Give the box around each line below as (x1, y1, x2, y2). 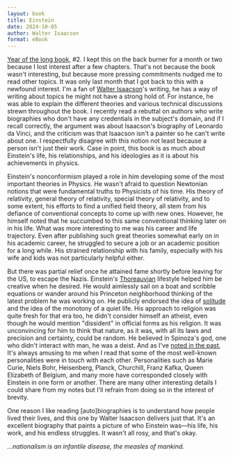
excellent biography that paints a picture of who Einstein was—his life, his (7, 421, 218, 430)
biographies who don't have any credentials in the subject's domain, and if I (7, 114, 225, 123)
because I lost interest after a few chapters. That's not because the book (7, 63, 216, 71)
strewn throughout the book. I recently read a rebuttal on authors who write (7, 107, 223, 116)
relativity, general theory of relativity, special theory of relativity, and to (7, 194, 210, 203)
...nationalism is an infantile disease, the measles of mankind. (7, 442, 184, 451)
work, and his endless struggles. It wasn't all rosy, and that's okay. (7, 429, 198, 437)
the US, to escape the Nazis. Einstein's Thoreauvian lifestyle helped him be (7, 274, 223, 283)
